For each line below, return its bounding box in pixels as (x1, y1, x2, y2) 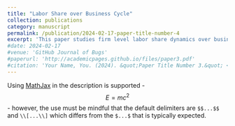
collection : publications (7, 17, 83, 24)
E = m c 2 (105, 92, 130, 102)
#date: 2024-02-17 (7, 42, 61, 49)
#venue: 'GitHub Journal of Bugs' (7, 49, 108, 56)
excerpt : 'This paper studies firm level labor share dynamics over (7, 36, 211, 43)
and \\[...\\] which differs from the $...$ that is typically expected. (7, 111, 206, 120)
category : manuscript (7, 23, 71, 30)
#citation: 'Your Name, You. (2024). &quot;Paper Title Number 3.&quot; (7, 62, 224, 69)
